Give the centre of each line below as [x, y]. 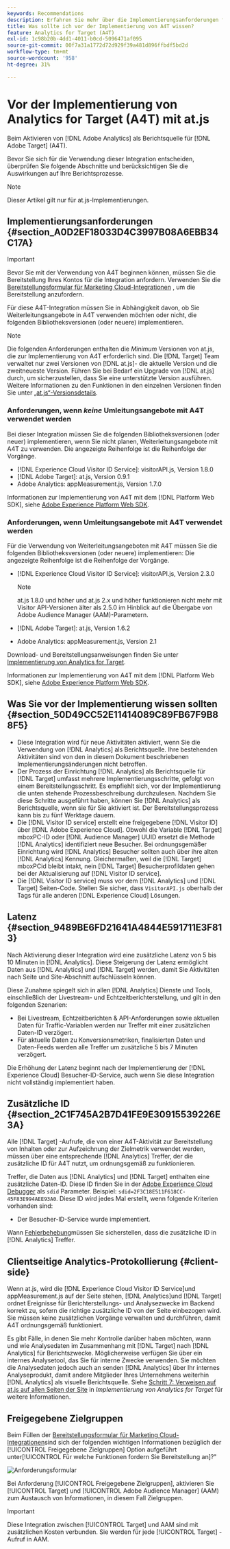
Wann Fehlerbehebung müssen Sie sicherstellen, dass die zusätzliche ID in [112, 1233]
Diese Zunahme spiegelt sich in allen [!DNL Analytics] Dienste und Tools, [110, 990]
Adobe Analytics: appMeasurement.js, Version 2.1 [87, 641]
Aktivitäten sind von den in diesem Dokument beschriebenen [103, 756]
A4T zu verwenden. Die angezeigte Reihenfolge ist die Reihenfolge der [107, 449]
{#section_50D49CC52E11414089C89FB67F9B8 [113, 715]
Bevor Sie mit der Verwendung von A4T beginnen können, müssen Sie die [112, 272]
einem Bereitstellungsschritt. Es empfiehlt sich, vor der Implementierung [119, 786]
